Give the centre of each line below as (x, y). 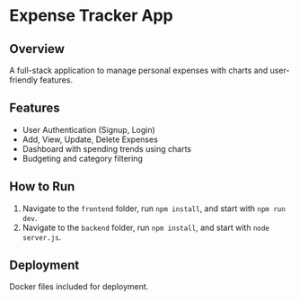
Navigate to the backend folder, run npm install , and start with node (146, 227)
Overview (37, 49)
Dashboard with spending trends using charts (107, 148)
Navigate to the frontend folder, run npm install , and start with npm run (154, 208)
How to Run (42, 186)
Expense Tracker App (91, 16)
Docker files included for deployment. (79, 287)
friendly (24, 80)
